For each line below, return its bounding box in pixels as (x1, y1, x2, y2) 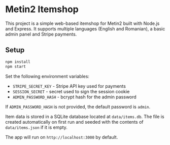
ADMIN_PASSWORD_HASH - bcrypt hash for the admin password (12, 94, 137, 100)
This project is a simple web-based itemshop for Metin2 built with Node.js (5, 20, 160, 26)
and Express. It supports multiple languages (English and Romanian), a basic (5, 25, 165, 31)
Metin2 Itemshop (5, 4, 79, 15)
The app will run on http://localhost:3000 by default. (5, 134, 118, 140)
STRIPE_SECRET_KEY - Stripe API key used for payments (12, 83, 126, 89)
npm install (5, 59, 30, 64)
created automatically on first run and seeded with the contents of (5, 119, 144, 125)
